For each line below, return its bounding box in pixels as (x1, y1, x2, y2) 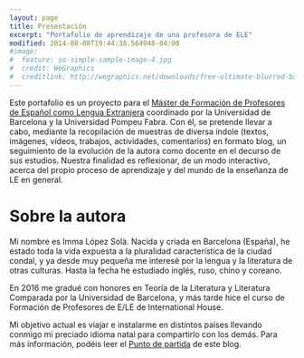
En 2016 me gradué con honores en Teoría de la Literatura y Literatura (9, 282, 271, 293)
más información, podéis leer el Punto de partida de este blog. (9, 338, 242, 349)
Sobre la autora (9, 206, 127, 227)
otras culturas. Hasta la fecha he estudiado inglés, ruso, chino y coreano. (9, 265, 282, 276)
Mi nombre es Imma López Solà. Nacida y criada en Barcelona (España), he (9, 236, 290, 247)
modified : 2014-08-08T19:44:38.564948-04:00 (9, 38, 180, 48)
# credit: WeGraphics (9, 64, 95, 73)
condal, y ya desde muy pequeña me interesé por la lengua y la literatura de (9, 255, 293, 266)
